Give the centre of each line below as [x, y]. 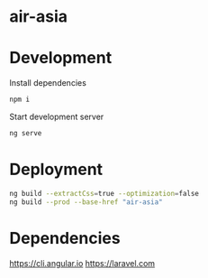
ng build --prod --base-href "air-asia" [86, 202]
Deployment [56, 170]
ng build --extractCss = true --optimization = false [104, 193]
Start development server [57, 116]
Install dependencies [48, 83]
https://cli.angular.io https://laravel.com [82, 263]
